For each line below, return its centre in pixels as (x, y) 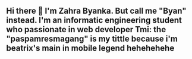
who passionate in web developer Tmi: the (86, 29)
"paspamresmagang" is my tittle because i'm (92, 39)
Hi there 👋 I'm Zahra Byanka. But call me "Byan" (96, 11)
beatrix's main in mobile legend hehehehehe (90, 48)
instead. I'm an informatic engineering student (94, 21)
